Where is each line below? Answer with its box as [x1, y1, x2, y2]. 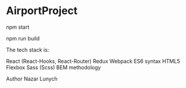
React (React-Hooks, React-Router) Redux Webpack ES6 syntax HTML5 [6, 57, 180, 65]
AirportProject [6, 4, 78, 18]
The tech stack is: [6, 46, 49, 53]
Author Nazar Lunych [6, 75, 58, 82]
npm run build [6, 35, 40, 42]
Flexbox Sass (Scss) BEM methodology [6, 63, 101, 71]
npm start [6, 23, 30, 31]
